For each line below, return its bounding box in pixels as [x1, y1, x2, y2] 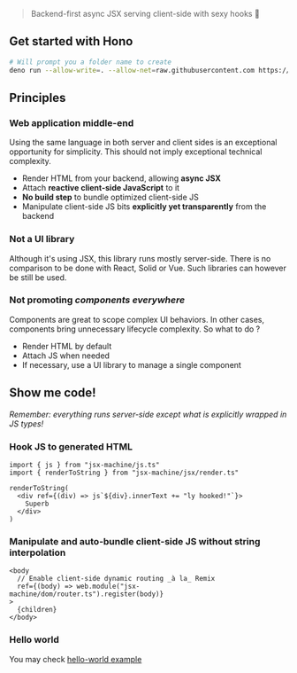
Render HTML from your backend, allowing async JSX [21, 173, 221, 184]
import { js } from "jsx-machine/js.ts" [9, 460, 161, 469]
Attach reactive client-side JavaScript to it [21, 183, 179, 193]
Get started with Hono [9, 34, 133, 49]
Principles [9, 90, 66, 106]
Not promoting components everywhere [9, 293, 186, 306]
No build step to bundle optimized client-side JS [21, 192, 199, 203]
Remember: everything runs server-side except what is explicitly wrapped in [9, 409, 287, 419]
